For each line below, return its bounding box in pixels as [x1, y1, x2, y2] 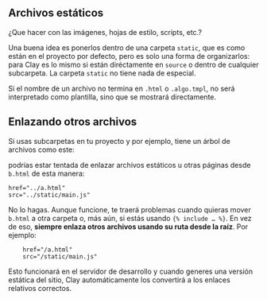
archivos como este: [8, 145, 75, 154]
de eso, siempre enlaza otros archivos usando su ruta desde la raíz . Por [8, 222, 249, 231]
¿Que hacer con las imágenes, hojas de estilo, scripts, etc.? [8, 27, 203, 37]
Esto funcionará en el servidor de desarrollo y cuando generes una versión [8, 266, 253, 276]
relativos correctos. [8, 283, 72, 293]
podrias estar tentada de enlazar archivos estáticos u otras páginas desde [8, 160, 251, 169]
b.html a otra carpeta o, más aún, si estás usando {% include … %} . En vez [8, 213, 252, 223]
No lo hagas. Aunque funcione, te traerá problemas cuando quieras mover [8, 204, 252, 214]
